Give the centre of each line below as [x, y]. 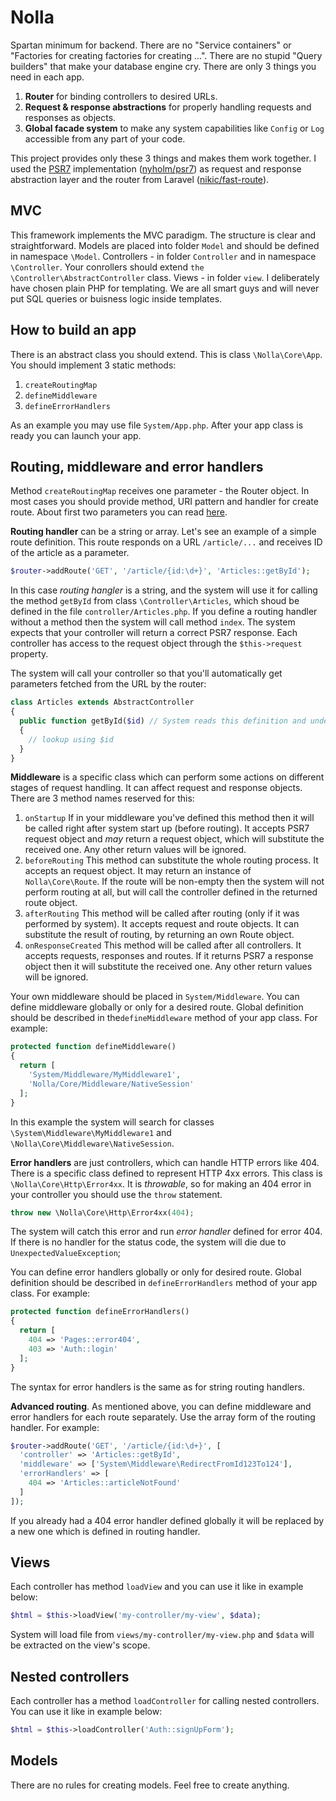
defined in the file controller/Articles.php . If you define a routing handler [164, 612]
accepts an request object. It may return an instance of [138, 871]
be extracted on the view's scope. [80, 1645]
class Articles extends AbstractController [102, 702]
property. [29, 654]
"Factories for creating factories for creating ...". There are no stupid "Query [166, 55]
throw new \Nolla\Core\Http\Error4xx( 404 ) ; [102, 1212]
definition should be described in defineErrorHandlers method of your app [164, 1283]
